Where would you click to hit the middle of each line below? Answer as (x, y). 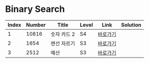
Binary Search (35, 9)
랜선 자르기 (63, 43)
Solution (131, 25)
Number (36, 25)
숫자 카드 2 (63, 34)
